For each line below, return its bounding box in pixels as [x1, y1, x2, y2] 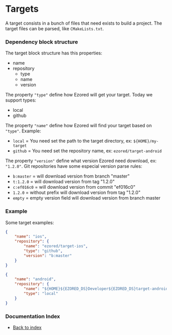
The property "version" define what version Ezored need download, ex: [5, 157, 157, 164]
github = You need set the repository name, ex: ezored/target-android [12, 148, 162, 154]
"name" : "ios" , [14, 234, 47, 239]
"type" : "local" [24, 291, 58, 297]
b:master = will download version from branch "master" [12, 173, 130, 180]
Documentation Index [5, 312, 60, 320]
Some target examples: [5, 219, 54, 226]
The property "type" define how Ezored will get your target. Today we [5, 92, 153, 98]
